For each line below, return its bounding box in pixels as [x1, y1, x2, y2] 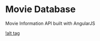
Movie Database [5, 4, 76, 15]
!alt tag [5, 30, 20, 36]
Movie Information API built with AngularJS [5, 20, 95, 26]
